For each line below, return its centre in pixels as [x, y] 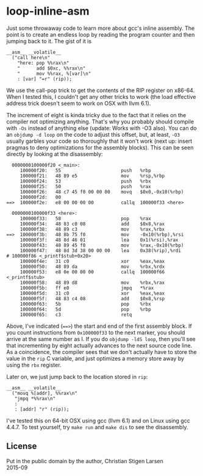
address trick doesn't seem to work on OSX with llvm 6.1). [79, 103]
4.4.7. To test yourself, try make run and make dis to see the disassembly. [97, 427]
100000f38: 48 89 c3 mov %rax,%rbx [92, 229]
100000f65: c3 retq [76, 315]
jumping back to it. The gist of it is [49, 41]
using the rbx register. [34, 365]
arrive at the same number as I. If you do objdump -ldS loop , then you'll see [101, 339]
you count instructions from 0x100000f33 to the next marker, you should [96, 332]
